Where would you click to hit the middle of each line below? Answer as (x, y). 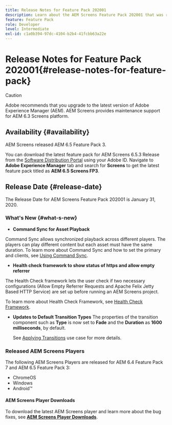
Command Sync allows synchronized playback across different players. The (85, 239)
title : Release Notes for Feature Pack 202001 (56, 10)
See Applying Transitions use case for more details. (67, 338)
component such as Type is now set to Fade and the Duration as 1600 (87, 322)
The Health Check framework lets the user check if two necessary (75, 280)
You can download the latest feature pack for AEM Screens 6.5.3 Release (82, 154)
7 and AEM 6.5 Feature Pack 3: (38, 368)
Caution (14, 95)
